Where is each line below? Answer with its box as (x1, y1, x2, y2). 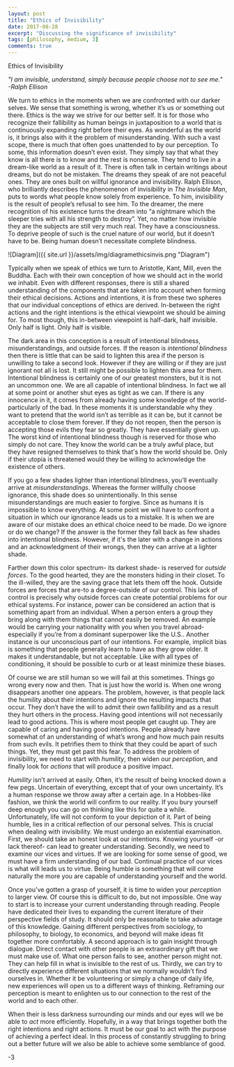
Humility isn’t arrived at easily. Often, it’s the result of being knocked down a (8, 776, 226, 784)
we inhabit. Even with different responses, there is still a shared (8, 279, 189, 286)
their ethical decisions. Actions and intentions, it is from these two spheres (8, 293, 222, 302)
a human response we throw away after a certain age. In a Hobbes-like (8, 790, 212, 799)
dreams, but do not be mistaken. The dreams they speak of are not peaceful (8, 170, 227, 178)
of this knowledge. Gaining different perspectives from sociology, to (8, 923, 203, 930)
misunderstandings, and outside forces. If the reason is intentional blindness (8, 344, 228, 352)
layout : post (8, 10, 46, 17)
